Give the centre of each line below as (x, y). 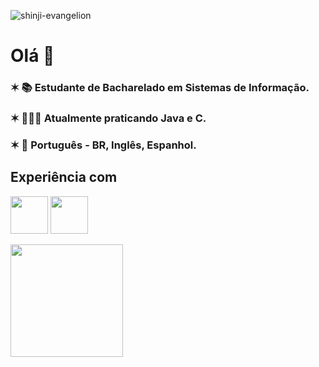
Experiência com (64, 177)
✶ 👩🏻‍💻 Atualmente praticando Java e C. (108, 118)
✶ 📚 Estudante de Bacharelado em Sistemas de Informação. (160, 88)
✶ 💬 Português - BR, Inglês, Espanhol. (103, 145)
